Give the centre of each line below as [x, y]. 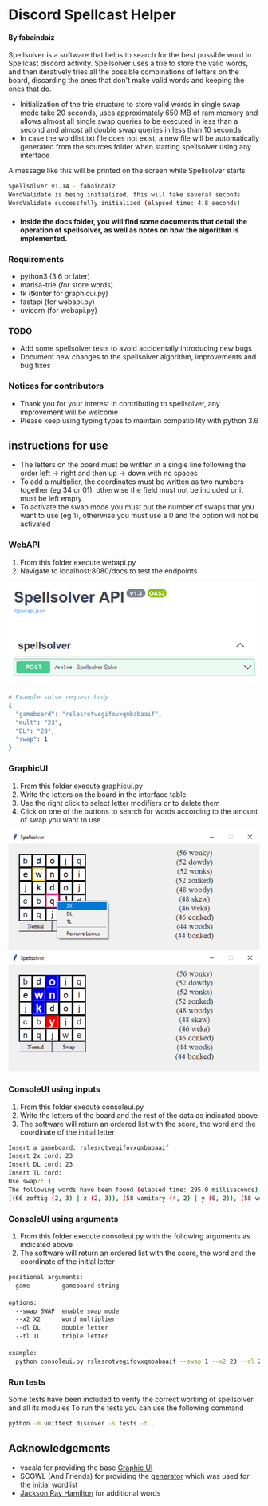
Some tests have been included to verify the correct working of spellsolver [131, 1399]
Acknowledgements [59, 1448]
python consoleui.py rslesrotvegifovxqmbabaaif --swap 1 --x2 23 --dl [135, 1361]
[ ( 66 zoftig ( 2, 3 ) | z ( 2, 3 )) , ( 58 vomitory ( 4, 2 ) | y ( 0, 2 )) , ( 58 [130, 1198]
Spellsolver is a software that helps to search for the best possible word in [130, 55]
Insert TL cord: [35, 1173]
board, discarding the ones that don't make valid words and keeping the [126, 81]
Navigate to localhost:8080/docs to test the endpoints [108, 571]
